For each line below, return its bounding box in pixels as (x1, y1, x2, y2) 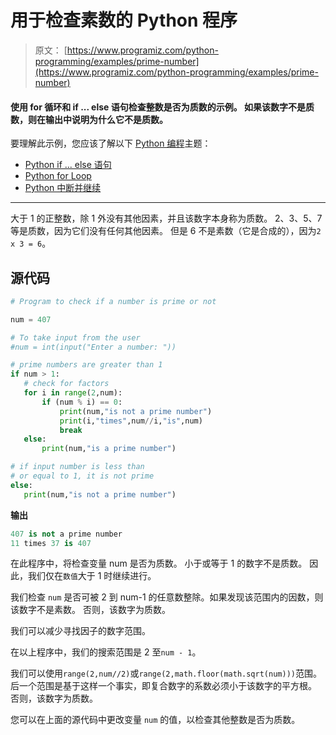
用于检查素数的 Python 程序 (10, 9, 238, 32)
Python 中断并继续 (24, 182, 102, 194)
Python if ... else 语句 (24, 159, 112, 171)
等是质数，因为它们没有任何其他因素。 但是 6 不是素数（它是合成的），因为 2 (10, 225, 322, 237)
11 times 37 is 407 (10, 538, 92, 548)
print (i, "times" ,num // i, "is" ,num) (59, 416, 203, 426)
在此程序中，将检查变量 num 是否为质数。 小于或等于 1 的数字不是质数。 (10, 557, 308, 570)
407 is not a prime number (10, 529, 123, 539)
